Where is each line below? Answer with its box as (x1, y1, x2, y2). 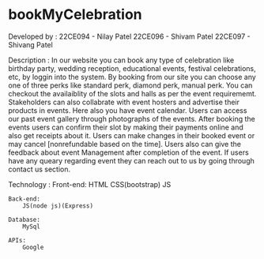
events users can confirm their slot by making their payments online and (8, 122, 243, 132)
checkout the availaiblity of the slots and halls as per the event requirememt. (8, 88, 257, 98)
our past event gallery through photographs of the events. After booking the (8, 114, 255, 123)
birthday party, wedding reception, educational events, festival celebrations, (8, 63, 257, 73)
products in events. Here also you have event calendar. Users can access (8, 105, 247, 115)
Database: (8, 216, 41, 223)
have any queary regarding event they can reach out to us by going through (8, 156, 255, 165)
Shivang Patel (8, 39, 53, 49)
